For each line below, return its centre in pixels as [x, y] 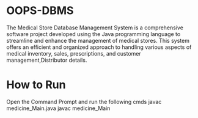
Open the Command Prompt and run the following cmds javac [84, 101]
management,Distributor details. [47, 60]
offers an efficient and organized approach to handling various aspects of [99, 47]
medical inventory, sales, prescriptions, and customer [74, 53]
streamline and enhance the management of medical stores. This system [98, 40]
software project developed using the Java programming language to [94, 34]
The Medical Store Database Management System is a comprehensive [95, 28]
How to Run [36, 85]
